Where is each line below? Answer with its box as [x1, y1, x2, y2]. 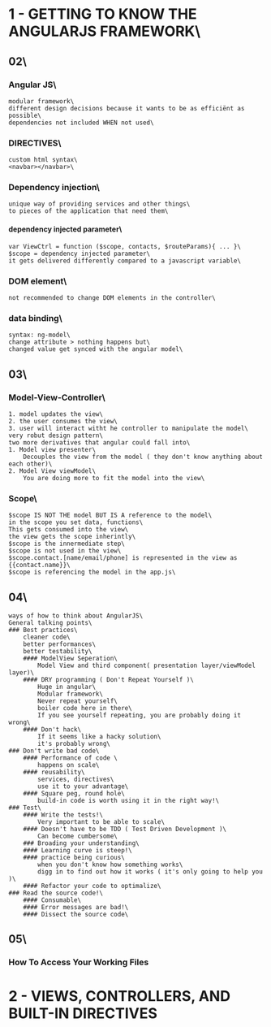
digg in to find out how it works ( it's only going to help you [37, 868, 264, 876]
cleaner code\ [23, 633, 71, 642]
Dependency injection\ [8, 182, 100, 193]
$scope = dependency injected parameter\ [8, 249, 151, 258]
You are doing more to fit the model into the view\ [23, 474, 205, 482]
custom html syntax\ [8, 156, 79, 164]
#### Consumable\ [23, 896, 82, 904]
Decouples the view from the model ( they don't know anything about [23, 453, 264, 461]
